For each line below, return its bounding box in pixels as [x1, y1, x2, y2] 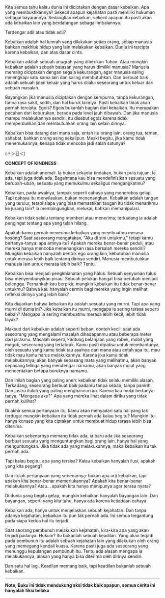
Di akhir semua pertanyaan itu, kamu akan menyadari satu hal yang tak [5, 408, 148, 413]
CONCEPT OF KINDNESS [5, 161, 57, 166]
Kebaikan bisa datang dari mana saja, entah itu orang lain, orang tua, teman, [5, 130, 159, 136]
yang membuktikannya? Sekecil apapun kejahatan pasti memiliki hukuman [5, 9, 155, 15]
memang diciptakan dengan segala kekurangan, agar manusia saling [5, 69, 144, 75]
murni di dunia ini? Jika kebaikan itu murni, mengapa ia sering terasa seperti [5, 306, 159, 312]
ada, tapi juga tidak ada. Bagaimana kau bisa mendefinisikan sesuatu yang [5, 175, 156, 181]
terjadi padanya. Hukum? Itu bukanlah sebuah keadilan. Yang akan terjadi [5, 533, 154, 538]
